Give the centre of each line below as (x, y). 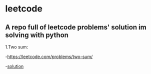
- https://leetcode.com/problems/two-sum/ (49, 56)
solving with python (37, 35)
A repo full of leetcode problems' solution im (76, 27)
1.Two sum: (17, 47)
